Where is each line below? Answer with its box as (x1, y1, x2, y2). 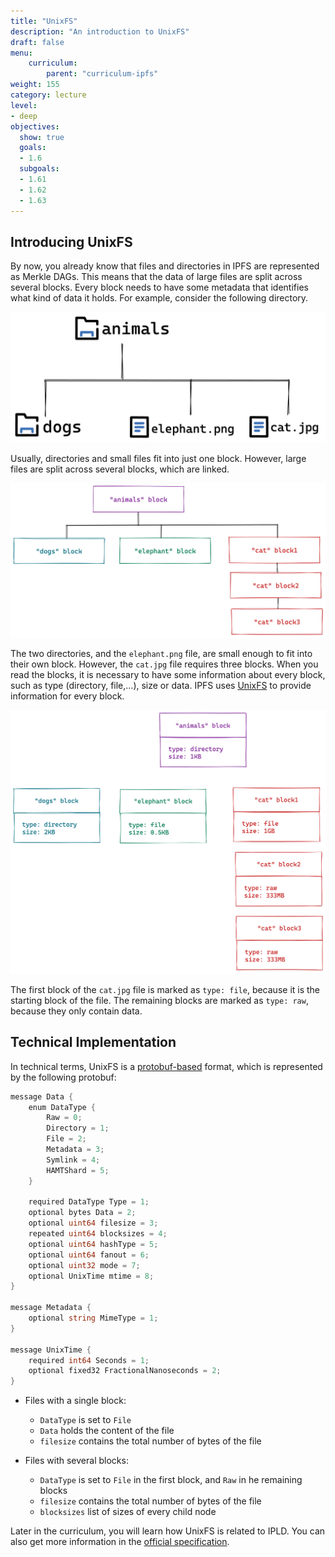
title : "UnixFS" (10, 16, 78, 26)
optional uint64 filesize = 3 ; (28, 1218, 159, 1229)
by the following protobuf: (10, 1071, 117, 1083)
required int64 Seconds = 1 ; (28, 1355, 150, 1365)
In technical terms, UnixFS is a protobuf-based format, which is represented (10, 1060, 323, 1072)
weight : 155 (10, 80, 60, 90)
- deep (10, 111, 38, 121)
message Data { (10, 1091, 74, 1102)
